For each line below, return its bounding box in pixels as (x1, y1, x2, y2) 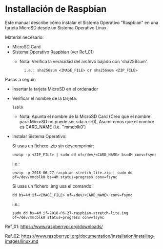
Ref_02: (5, 233, 20, 239)
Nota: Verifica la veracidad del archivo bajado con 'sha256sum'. (19, 58, 148, 64)
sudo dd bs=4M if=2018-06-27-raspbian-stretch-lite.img (12, 210, 128, 216)
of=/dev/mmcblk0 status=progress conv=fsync (12, 215, 104, 220)
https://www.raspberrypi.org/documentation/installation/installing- (21, 233, 155, 239)
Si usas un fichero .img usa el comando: (12, 183, 93, 189)
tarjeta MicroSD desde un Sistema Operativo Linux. (5, 24, 108, 30)
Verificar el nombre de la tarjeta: (12, 95, 77, 101)
